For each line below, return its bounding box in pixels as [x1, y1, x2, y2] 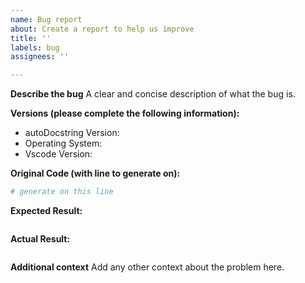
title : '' [10, 33, 52, 43]
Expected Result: [10, 205, 83, 216]
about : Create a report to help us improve [10, 24, 195, 34]
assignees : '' [10, 52, 70, 62]
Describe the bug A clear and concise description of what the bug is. [10, 88, 296, 100]
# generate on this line [10, 187, 114, 197]
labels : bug [10, 42, 60, 53]
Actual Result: [10, 233, 71, 245]
